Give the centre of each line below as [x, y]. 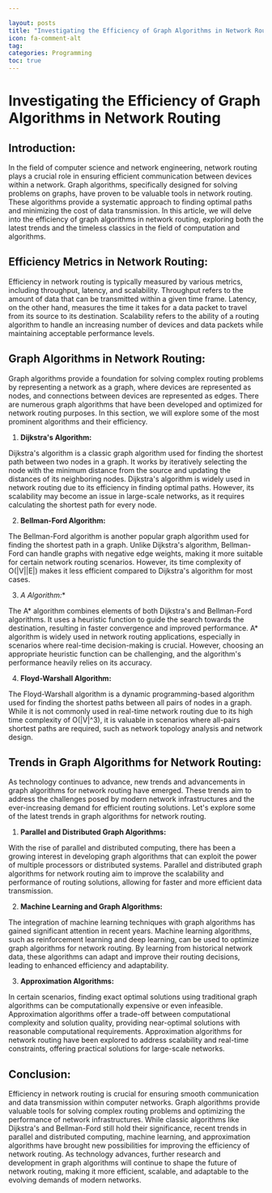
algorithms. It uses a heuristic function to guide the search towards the [126, 619]
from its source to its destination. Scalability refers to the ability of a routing [134, 316]
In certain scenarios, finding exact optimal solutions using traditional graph [133, 997]
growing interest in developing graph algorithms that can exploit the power [133, 856]
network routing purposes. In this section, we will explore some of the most [134, 413]
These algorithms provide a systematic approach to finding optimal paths [130, 202]
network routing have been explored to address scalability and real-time [129, 1040]
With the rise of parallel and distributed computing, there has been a [122, 848]
